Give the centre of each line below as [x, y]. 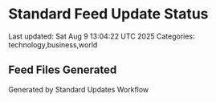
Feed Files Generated [63, 70]
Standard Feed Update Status [108, 14]
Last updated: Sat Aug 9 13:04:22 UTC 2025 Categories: [102, 36]
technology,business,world [53, 44]
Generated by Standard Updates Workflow [79, 89]
